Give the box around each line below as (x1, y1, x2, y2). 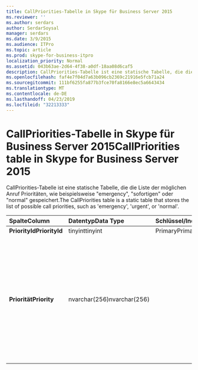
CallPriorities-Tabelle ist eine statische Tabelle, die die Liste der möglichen (6, 184, 187, 191)
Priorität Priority (9, 295, 54, 303)
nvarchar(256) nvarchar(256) (68, 295, 150, 303)
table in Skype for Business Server (6, 152, 179, 166)
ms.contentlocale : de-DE (6, 91, 67, 97)
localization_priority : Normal (6, 58, 83, 64)
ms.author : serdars (6, 19, 54, 25)
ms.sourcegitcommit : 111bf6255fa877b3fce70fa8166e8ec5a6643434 (6, 80, 165, 86)
